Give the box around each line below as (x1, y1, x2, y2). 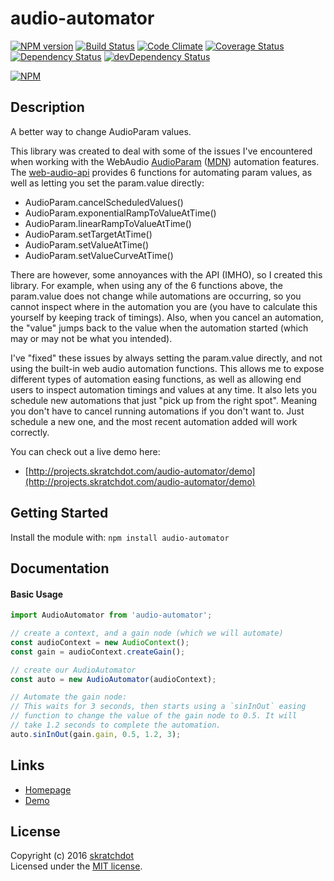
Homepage (24, 783, 72, 796)
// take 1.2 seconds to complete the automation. (10, 720, 222, 731)
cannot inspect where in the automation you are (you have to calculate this (10, 300, 318, 312)
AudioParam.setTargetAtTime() (24, 228, 153, 240)
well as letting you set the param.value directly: (10, 177, 205, 189)
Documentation (10, 560, 110, 577)
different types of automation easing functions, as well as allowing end (10, 373, 302, 385)
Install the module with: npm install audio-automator (10, 531, 230, 543)
